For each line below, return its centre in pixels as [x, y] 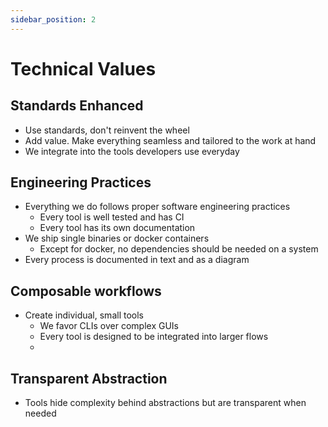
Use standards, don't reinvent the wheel [107, 130]
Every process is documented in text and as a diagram [137, 260]
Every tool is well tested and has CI [112, 217]
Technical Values [83, 68]
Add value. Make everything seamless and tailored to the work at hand [170, 140]
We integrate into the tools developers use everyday [132, 151]
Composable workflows [86, 291]
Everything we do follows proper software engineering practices [157, 207]
